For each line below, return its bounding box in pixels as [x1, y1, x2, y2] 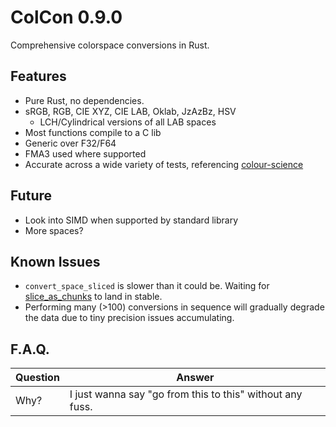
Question [15, 371, 60, 385]
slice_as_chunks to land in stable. [24, 291, 163, 303]
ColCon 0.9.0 [10, 6, 123, 29]
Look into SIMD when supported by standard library [24, 214, 239, 226]
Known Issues [10, 253, 101, 270]
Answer [176, 371, 215, 385]
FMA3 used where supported [24, 147, 147, 160]
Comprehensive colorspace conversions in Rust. [10, 39, 210, 51]
